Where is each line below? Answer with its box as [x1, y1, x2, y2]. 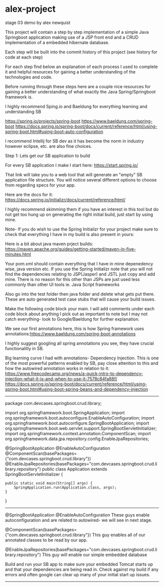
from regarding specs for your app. [5, 182, 76, 188]
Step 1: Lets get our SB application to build [5, 153, 90, 159]
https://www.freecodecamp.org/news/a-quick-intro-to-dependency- [5, 371, 143, 376]
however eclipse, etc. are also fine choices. [5, 143, 92, 149]
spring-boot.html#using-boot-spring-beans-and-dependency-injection [5, 386, 148, 392]
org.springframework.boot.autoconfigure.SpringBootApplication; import [5, 420, 150, 426]
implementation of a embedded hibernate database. [5, 39, 110, 45]
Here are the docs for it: [5, 191, 53, 197]
